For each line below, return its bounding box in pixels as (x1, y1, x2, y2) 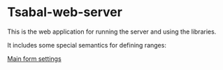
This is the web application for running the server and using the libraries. (7, 27, 217, 36)
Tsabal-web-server (7, 4, 122, 20)
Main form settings (7, 54, 62, 63)
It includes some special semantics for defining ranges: (7, 41, 166, 49)
